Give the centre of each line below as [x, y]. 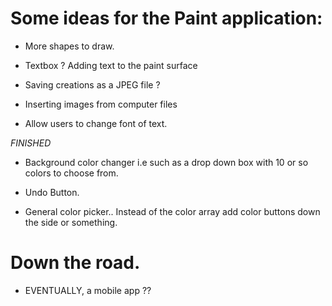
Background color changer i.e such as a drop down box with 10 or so [166, 162]
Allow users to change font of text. [96, 123]
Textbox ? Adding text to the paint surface [111, 65]
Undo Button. [52, 192]
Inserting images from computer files [101, 104]
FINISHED [31, 143]
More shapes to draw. [69, 46]
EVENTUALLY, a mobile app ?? [88, 290]
